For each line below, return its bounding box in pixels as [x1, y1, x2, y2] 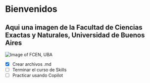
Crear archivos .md [12, 61, 52, 67]
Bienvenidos [5, 3, 58, 15]
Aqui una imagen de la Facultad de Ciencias [5, 23, 143, 32]
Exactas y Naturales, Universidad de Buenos [5, 31, 145, 39]
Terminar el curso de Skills [12, 67, 67, 73]
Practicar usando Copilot [12, 73, 63, 79]
